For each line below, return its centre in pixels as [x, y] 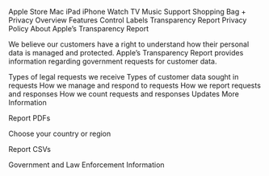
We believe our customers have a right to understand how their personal [129, 44]
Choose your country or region [60, 133]
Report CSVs [29, 149]
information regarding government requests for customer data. [113, 61]
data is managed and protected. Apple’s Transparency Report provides [126, 53]
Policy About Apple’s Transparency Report [79, 29]
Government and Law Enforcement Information [86, 165]
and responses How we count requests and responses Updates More [124, 94]
